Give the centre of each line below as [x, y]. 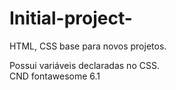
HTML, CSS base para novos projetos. [88, 46]
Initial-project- [71, 18]
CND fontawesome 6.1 [55, 76]
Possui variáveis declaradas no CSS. [84, 65]
